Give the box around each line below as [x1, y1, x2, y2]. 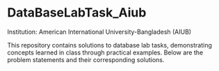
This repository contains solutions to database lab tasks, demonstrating [7, 41, 212, 49]
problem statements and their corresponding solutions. [7, 55, 165, 63]
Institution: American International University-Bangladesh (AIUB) [7, 28, 192, 36]
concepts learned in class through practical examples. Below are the [7, 48, 204, 57]
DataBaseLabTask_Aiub [7, 5, 147, 21]
